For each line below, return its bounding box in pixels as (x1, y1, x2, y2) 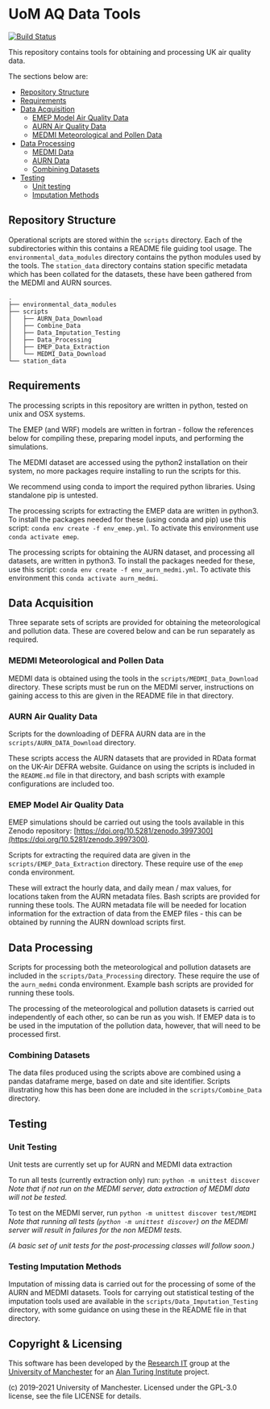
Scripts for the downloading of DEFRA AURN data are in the (8, 728, 206, 739)
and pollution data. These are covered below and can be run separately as (8, 627, 255, 636)
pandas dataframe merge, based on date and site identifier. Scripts (8, 1076, 231, 1086)
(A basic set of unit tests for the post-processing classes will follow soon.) (8, 1241, 255, 1251)
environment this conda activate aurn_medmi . (8, 572, 159, 582)
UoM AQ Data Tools (8, 5, 141, 23)
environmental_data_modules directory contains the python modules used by (8, 252, 262, 262)
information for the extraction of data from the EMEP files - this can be (8, 909, 243, 919)
